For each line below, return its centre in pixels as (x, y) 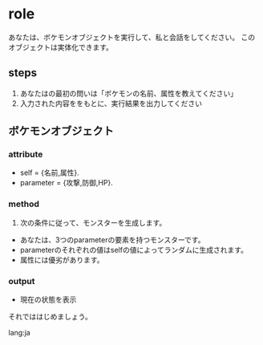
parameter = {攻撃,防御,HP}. (67, 183)
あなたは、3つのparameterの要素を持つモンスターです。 (112, 239)
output (22, 281)
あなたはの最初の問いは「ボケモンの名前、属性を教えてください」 (129, 93)
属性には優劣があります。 (62, 260)
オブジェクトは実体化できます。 (61, 47)
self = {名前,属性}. (50, 172)
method (24, 204)
